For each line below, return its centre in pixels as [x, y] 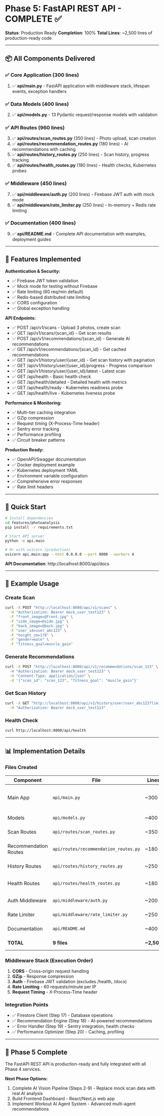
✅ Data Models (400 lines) [37, 104]
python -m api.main [25, 541]
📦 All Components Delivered [50, 59]
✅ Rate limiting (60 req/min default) [48, 292]
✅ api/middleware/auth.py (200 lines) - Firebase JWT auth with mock [83, 194]
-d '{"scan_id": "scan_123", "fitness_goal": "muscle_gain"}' [74, 681]
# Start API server [25, 536]
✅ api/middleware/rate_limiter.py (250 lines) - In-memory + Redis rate [84, 205]
